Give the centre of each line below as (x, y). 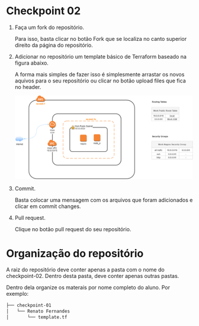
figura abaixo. (31, 63)
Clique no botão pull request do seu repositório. (73, 229)
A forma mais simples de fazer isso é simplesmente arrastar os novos (99, 74)
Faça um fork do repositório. (49, 27)
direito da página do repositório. (54, 45)
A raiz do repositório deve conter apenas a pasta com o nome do (85, 270)
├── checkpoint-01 (29, 306)
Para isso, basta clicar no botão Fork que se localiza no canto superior (101, 39)
